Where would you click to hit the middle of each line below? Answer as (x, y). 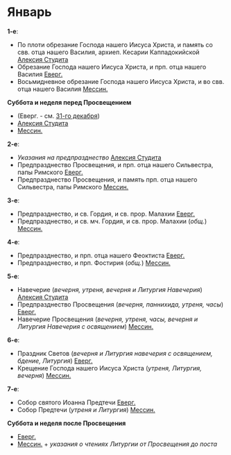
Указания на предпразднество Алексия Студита (89, 157)
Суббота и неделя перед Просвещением (69, 102)
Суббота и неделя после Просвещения (67, 423)
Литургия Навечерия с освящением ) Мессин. (85, 326)
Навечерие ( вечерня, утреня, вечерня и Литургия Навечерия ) (110, 289)
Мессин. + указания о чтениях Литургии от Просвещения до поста (117, 444)
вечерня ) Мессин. (44, 375)
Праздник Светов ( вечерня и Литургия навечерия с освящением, (115, 353)
